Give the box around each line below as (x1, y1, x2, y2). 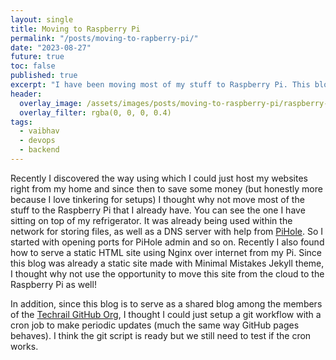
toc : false (10, 61, 56, 71)
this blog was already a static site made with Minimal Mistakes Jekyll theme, (10, 257, 325, 269)
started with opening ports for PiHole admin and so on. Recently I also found (10, 236, 325, 248)
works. (10, 340, 39, 352)
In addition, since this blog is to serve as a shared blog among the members (10, 297, 323, 310)
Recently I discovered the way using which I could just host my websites (10, 172, 308, 184)
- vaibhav (19, 126, 60, 136)
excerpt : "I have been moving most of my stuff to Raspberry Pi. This (10, 80, 311, 90)
